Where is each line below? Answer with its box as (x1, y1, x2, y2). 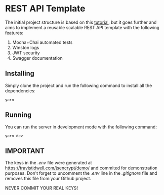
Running (5, 111, 32, 119)
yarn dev (5, 133, 23, 138)
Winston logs (12, 44, 40, 50)
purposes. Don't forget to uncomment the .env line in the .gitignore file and (5, 170, 158, 176)
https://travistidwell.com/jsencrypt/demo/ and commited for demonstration (5, 165, 158, 171)
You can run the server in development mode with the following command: (5, 124, 157, 130)
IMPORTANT (5, 147, 44, 155)
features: (5, 30, 24, 36)
